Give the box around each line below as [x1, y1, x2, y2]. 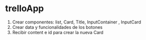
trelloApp [5, 3, 44, 14]
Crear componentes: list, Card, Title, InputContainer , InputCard [12, 19, 142, 25]
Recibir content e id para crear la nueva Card [12, 29, 104, 35]
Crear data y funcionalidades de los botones [12, 24, 103, 30]
